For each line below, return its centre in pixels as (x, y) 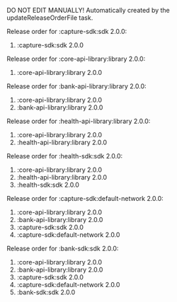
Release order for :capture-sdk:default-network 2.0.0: (85, 198)
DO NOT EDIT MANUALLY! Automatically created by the (88, 10)
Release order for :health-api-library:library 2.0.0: (79, 121)
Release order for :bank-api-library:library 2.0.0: (76, 86)
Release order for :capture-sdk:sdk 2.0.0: (67, 31)
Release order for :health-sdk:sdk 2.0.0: (65, 156)
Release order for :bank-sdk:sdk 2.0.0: (63, 248)
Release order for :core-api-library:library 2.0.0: (76, 59)
